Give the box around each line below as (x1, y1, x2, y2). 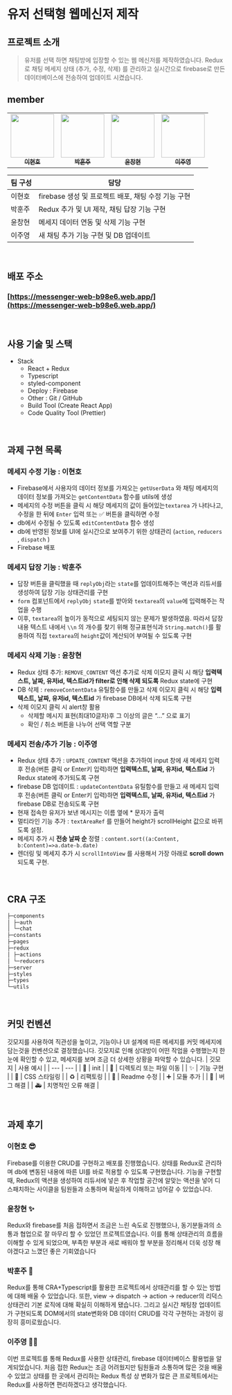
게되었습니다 (7, 1363, 42, 1371)
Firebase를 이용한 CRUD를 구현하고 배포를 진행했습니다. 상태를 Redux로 (7, 1159, 204, 1167)
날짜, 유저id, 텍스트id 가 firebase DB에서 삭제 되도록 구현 (37, 694, 193, 702)
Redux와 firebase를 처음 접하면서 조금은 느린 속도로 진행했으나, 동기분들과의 (7, 1221, 215, 1229)
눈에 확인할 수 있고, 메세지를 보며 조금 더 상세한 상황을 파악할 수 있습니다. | (7, 1055, 208, 1063)
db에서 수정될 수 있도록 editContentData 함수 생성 (17, 519, 154, 527)
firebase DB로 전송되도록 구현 (17, 799, 99, 808)
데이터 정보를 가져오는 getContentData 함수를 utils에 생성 (17, 493, 172, 500)
